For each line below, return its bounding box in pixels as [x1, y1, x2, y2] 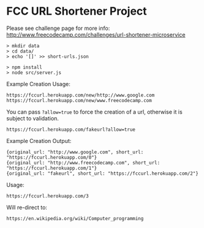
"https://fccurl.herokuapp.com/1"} [6, 165, 97, 171]
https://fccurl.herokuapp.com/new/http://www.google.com [6, 92, 155, 98]
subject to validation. [6, 114, 59, 122]
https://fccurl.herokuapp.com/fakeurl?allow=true [6, 127, 136, 133]
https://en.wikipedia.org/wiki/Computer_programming [6, 215, 144, 221]
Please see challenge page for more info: [6, 24, 110, 32]
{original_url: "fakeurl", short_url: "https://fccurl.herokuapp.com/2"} [6, 170, 199, 177]
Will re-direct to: [6, 204, 48, 211]
